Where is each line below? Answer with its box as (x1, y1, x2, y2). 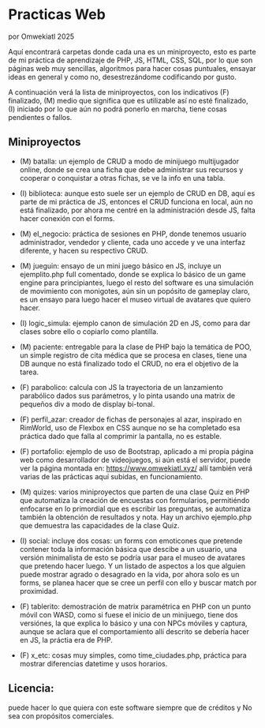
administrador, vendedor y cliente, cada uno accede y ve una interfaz (19, 237, 246, 246)
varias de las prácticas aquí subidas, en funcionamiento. (19, 471, 203, 481)
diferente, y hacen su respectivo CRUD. (19, 246, 148, 255)
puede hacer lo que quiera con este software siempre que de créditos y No (8, 703, 252, 712)
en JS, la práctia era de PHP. (19, 635, 113, 644)
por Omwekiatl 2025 (8, 32, 75, 41)
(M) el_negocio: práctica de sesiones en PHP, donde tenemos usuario (19, 229, 247, 238)
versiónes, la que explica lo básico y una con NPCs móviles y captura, (19, 618, 248, 628)
